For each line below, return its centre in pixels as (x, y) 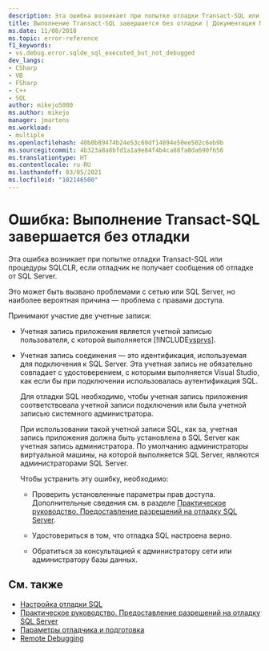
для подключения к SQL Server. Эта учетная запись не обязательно (136, 364)
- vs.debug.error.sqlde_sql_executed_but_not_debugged (102, 53)
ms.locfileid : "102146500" (53, 180)
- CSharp (23, 68)
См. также (36, 585)
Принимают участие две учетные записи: (80, 315)
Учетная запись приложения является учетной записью (116, 331)
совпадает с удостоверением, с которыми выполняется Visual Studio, (140, 372)
